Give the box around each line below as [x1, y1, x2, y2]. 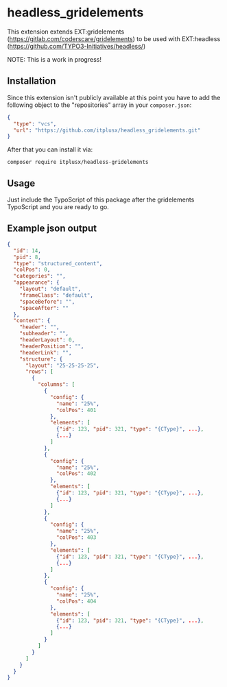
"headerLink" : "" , [19, 349, 72, 356]
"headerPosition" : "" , [19, 343, 84, 350]
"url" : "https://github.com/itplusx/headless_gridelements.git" [13, 127, 201, 134]
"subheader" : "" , [19, 330, 69, 337]
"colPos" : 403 [56, 534, 97, 541]
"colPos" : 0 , [13, 266, 51, 274]
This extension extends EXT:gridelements [7, 27, 125, 36]
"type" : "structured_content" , [13, 260, 103, 267]
